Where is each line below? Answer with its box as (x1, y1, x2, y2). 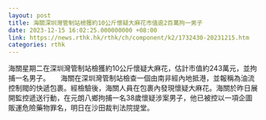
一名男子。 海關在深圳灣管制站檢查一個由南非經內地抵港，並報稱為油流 (14, 73, 255, 83)
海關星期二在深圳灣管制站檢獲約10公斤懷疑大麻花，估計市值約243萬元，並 (8, 64, 251, 73)
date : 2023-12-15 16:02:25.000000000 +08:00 (8, 26, 158, 34)
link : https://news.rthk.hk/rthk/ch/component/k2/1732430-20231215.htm (8, 33, 249, 42)
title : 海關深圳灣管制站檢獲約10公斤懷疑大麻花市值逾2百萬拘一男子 (8, 19, 203, 27)
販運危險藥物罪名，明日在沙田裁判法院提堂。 (8, 103, 154, 113)
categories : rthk (8, 41, 66, 49)
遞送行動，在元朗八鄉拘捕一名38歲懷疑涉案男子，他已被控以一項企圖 (28, 93, 253, 103)
